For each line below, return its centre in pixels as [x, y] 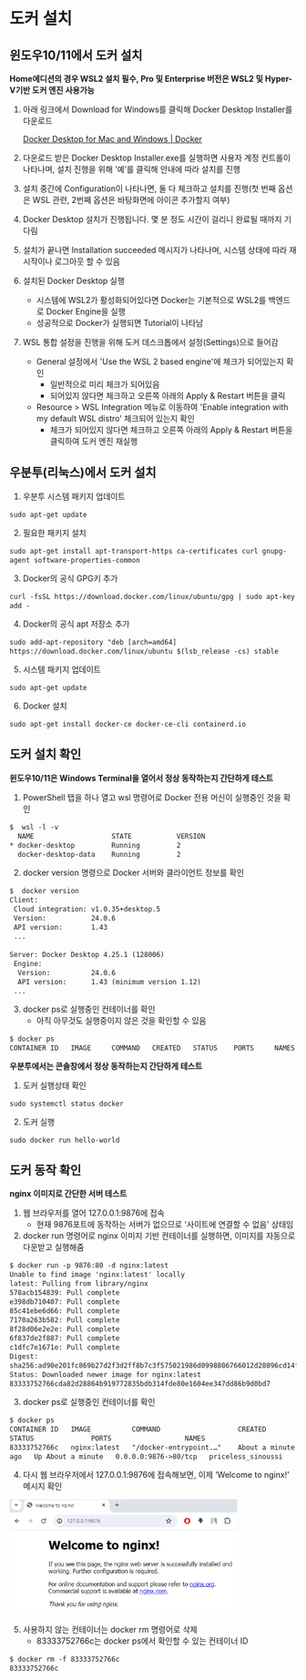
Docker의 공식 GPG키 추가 [70, 578]
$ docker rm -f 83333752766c [65, 1659]
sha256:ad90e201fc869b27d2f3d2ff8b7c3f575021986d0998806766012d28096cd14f [154, 1366]
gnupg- [274, 551]
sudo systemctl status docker [67, 1104]
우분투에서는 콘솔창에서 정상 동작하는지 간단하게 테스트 [106, 1065]
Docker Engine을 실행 [86, 311]
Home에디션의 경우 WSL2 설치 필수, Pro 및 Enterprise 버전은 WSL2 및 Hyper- [151, 79]
